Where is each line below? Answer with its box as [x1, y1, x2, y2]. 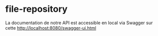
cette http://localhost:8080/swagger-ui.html [5, 25, 97, 31]
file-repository [5, 3, 68, 15]
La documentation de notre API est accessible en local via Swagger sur [5, 20, 153, 26]
